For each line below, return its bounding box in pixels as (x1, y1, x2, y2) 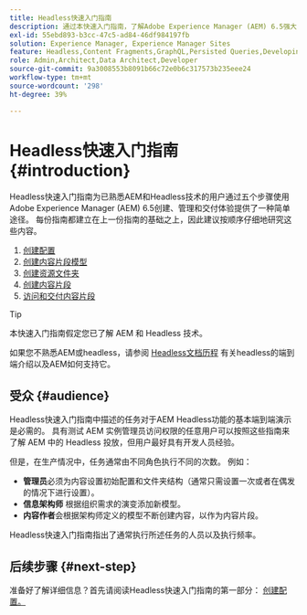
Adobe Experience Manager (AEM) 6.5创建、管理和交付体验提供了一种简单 (9, 203, 291, 214)
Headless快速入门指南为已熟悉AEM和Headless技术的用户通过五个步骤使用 (9, 191, 290, 202)
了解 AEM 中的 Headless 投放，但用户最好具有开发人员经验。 (9, 437, 239, 448)
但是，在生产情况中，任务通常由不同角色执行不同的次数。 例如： (9, 456, 252, 467)
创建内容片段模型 (22, 257, 88, 268)
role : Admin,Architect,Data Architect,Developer (9, 56, 198, 65)
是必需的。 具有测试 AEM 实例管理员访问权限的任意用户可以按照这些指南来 (9, 426, 291, 437)
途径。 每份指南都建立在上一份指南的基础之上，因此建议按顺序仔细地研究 (9, 214, 284, 225)
